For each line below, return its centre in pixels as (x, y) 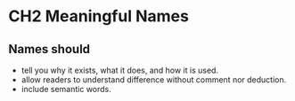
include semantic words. (66, 89)
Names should (49, 49)
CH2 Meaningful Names (98, 16)
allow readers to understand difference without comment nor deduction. (154, 80)
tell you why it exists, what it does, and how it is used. (120, 70)
